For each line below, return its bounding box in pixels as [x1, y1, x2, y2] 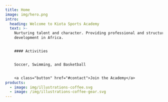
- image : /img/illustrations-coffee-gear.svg [9, 89, 106, 94]
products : [5, 80, 26, 85]
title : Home [5, 7, 30, 12]
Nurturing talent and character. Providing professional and [14, 30, 144, 35]
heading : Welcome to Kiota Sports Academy [9, 21, 99, 26]
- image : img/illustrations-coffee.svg [9, 84, 93, 90]
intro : [5, 16, 19, 21]
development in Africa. [14, 35, 64, 40]
